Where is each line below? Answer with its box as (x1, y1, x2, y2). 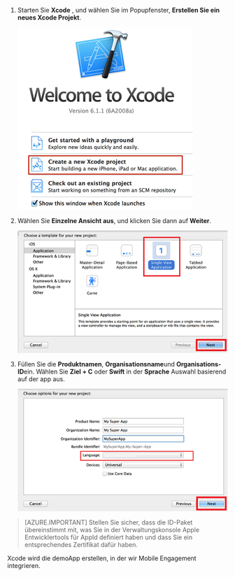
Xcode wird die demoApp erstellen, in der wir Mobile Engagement (7, 554, 197, 562)
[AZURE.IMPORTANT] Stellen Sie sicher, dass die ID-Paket (24, 518, 193, 527)
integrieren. (7, 562, 41, 570)
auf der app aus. (17, 375, 65, 383)
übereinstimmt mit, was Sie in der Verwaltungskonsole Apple (24, 526, 200, 534)
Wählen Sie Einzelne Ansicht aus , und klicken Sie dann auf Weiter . (17, 217, 212, 225)
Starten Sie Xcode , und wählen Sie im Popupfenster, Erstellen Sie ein (17, 6, 220, 14)
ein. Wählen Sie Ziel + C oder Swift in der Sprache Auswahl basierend (23, 367, 227, 376)
